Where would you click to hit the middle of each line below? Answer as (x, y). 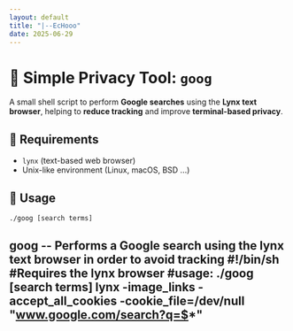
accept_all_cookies (63, 301)
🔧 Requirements (54, 139)
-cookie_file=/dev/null (182, 301)
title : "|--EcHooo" (45, 26)
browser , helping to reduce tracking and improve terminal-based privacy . (146, 112)
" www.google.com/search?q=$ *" (106, 315)
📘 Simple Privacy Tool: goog (111, 77)
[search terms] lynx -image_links (103, 287)
